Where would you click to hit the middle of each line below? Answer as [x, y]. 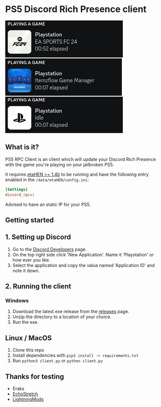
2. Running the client [38, 286]
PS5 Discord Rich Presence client [76, 9]
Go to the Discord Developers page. [49, 249]
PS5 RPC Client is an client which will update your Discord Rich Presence [81, 159]
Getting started [30, 220]
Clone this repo [28, 350]
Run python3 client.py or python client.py [58, 361]
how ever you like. [31, 260]
